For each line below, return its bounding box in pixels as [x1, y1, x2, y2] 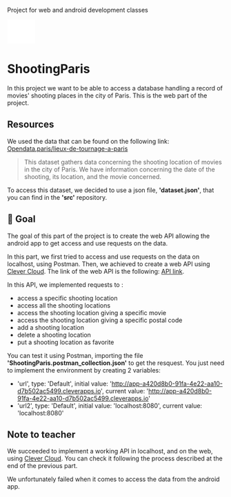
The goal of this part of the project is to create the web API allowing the [7, 232, 210, 240]
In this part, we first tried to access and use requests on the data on [7, 252, 200, 261]
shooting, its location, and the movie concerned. [23, 172, 162, 180]
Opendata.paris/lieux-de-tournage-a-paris [7, 144, 128, 153]
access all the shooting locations [17, 301, 111, 310]
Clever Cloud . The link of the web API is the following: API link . [7, 267, 185, 275]
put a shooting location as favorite [17, 338, 114, 346]
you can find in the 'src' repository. [7, 193, 108, 201]
